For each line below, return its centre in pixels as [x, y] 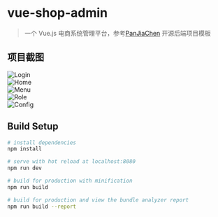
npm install [24, 149]
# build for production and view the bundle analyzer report [98, 200]
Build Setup [33, 126]
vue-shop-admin [58, 13]
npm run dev [24, 168]
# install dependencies [42, 142]
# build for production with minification [70, 181]
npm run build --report [42, 206]
